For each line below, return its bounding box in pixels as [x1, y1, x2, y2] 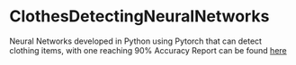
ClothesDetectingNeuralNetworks [9, 6, 270, 27]
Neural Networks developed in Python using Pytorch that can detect [9, 36, 263, 46]
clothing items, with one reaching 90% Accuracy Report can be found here [9, 45, 287, 55]
